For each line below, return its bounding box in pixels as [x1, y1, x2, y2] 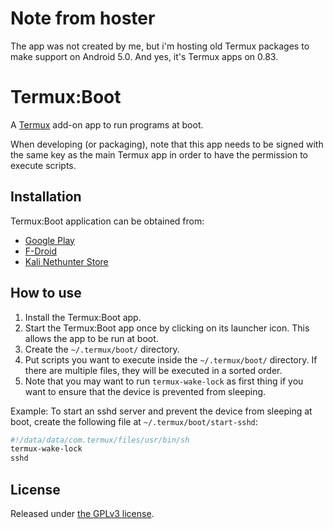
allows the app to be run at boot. [24, 332, 159, 344]
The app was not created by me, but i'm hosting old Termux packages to [10, 40, 310, 52]
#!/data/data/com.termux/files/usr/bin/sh [10, 435, 190, 445]
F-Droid [24, 245, 57, 257]
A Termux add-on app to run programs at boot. [10, 118, 204, 131]
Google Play [24, 234, 75, 246]
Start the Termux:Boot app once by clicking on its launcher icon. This [24, 322, 310, 334]
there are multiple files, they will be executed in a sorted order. [24, 364, 283, 376]
